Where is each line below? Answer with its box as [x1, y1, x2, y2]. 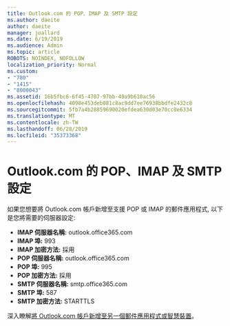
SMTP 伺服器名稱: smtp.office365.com [17, 280, 127, 288]
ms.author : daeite [7, 17, 60, 23]
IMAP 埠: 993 [17, 237, 56, 245]
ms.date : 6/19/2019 [7, 36, 63, 43]
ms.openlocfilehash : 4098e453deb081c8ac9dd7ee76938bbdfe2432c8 [7, 100, 193, 107]
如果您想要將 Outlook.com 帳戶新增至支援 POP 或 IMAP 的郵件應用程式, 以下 [7, 205, 224, 214]
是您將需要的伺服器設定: [7, 214, 76, 222]
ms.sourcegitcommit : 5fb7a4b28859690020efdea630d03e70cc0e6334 [7, 106, 193, 113]
